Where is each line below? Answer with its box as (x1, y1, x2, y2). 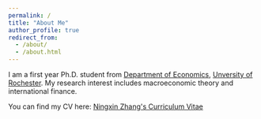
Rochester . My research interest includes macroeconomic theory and (8, 78, 234, 87)
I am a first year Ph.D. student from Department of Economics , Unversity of (8, 70, 253, 79)
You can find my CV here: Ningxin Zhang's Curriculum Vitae (8, 102, 203, 111)
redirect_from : (8, 33, 59, 42)
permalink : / (8, 11, 51, 20)
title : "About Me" (8, 19, 69, 27)
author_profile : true (8, 26, 80, 34)
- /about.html (15, 48, 62, 56)
